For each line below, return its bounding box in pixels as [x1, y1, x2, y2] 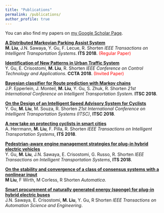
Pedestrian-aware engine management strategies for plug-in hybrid [5, 141, 149, 147]
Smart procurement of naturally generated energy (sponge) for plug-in [5, 187, 155, 193]
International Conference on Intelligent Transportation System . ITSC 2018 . [5, 91, 158, 97]
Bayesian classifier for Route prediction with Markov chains [5, 80, 131, 86]
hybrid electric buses [5, 192, 50, 198]
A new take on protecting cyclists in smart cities [5, 120, 107, 127]
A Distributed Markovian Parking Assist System [5, 40, 106, 46]
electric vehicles [5, 146, 41, 152]
